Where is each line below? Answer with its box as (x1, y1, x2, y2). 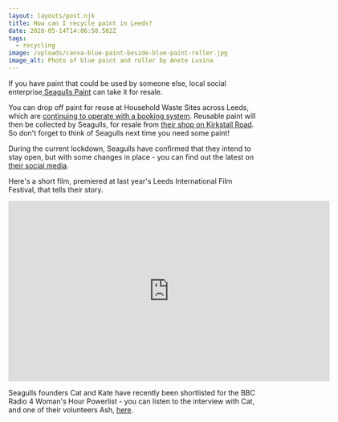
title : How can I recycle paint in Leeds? (8, 19, 153, 27)
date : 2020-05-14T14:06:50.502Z (8, 26, 116, 34)
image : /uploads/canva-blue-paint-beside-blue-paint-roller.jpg (8, 49, 228, 57)
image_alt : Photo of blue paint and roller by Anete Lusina (8, 57, 214, 65)
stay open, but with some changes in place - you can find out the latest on (8, 152, 255, 161)
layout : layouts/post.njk (8, 11, 95, 20)
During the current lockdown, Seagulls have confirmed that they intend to (8, 144, 251, 153)
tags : (8, 34, 26, 43)
